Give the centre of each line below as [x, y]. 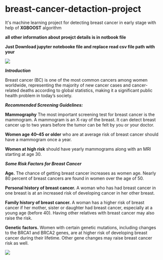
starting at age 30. [24, 154]
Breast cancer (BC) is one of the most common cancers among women [76, 80]
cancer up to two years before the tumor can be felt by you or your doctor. [80, 125]
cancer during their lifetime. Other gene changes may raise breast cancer [79, 238]
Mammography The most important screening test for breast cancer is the [80, 114]
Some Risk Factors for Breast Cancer [43, 163]
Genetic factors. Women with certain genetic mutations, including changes [81, 227]
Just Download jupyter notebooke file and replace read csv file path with [80, 46]
